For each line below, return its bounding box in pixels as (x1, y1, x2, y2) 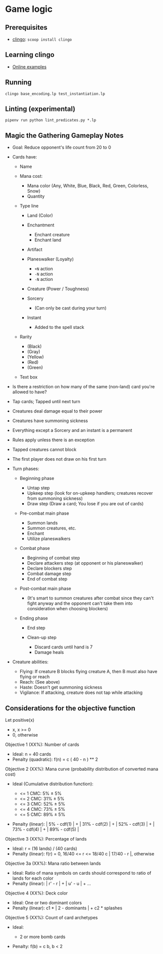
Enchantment (27, 222, 54, 228)
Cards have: (12, 154, 37, 160)
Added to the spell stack (34, 324, 84, 330)
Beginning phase (19, 476, 54, 481)
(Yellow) (27, 354, 44, 360)
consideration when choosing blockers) (27, 606, 108, 612)
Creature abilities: (12, 659, 49, 665)
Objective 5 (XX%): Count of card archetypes (5, 915, 98, 921)
